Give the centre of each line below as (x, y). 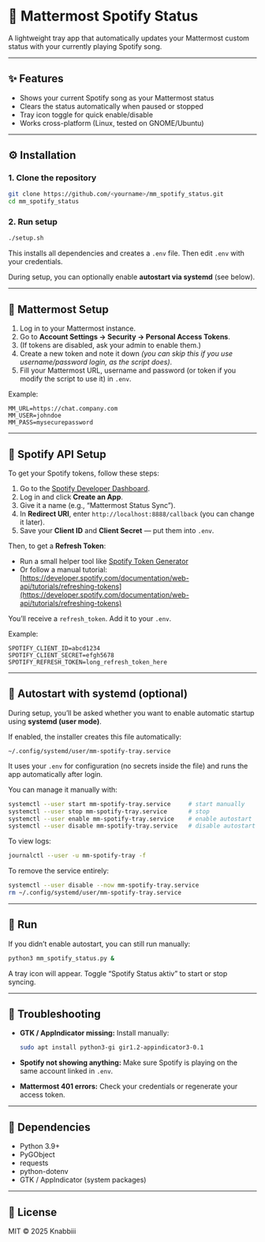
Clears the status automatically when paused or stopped (111, 106)
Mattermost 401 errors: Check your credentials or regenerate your (129, 1086)
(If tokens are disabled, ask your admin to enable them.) (110, 345)
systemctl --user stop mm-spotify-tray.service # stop (109, 811)
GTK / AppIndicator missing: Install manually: (94, 1033)
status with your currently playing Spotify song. (85, 46)
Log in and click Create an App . (71, 497)
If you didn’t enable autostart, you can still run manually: (99, 944)
